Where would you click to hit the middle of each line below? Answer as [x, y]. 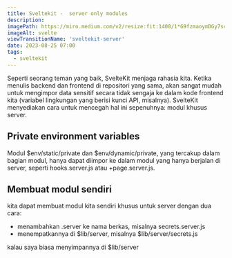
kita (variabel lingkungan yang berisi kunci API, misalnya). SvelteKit [103, 100]
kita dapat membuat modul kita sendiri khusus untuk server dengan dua [109, 206]
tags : [15, 52]
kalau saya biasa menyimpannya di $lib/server [73, 247]
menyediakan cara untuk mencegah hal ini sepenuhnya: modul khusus [107, 107]
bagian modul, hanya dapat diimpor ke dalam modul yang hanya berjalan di [114, 160]
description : [26, 20]
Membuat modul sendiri [60, 189]
